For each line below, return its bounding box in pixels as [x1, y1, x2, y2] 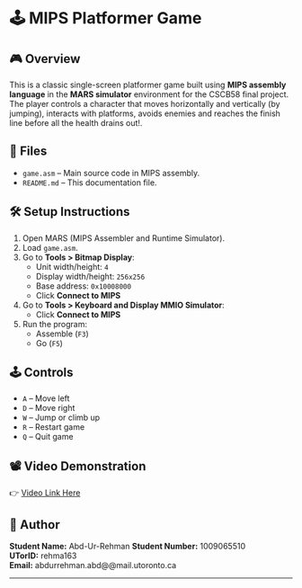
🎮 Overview [9, 51, 81, 67]
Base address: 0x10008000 [35, 281, 132, 291]
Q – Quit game [22, 432, 74, 442]
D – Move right [22, 403, 75, 414]
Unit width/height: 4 [35, 261, 110, 272]
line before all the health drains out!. [9, 118, 143, 128]
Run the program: [22, 318, 88, 329]
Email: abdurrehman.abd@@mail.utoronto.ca [9, 560, 177, 571]
